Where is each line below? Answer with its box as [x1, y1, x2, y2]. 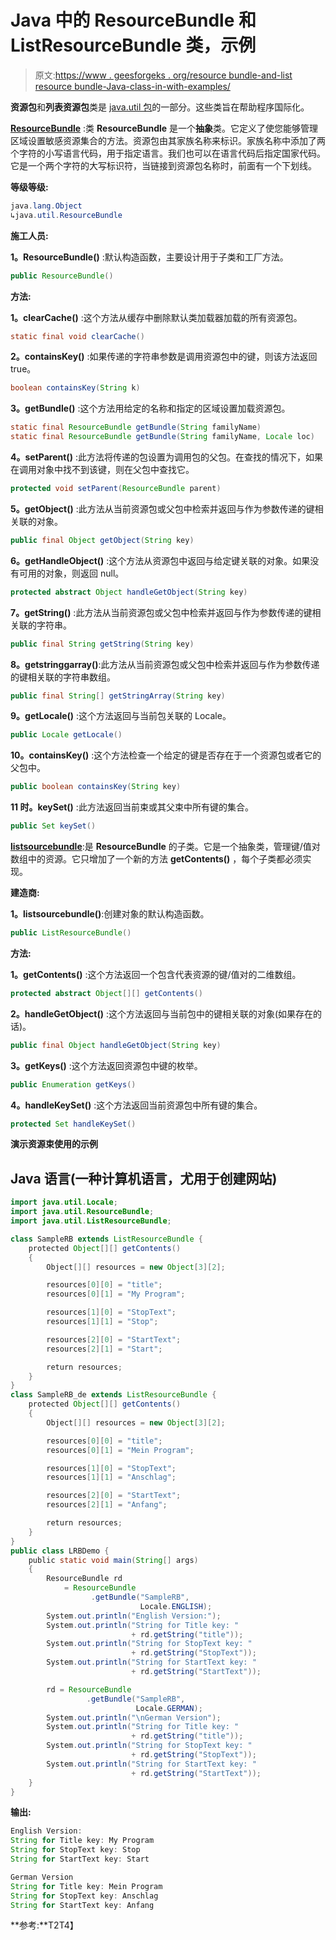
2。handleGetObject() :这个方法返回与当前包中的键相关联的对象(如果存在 [10, 1007, 314, 1020]
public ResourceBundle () [10, 271, 114, 281]
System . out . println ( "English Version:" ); [46, 1611, 222, 1621]
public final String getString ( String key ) [10, 639, 195, 649]
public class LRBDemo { [10, 1546, 110, 1556]
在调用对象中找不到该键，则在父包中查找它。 [10, 464, 195, 476]
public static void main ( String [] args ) [28, 1555, 199, 1565]
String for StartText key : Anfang [10, 1900, 155, 1910]
